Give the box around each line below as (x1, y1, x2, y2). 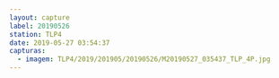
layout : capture (9, 13, 70, 22)
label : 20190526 (9, 22, 70, 30)
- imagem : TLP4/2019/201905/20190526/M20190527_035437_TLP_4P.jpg (17, 55, 271, 64)
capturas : (9, 47, 47, 56)
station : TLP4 (9, 30, 63, 39)
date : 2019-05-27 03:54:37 (9, 38, 110, 48)
